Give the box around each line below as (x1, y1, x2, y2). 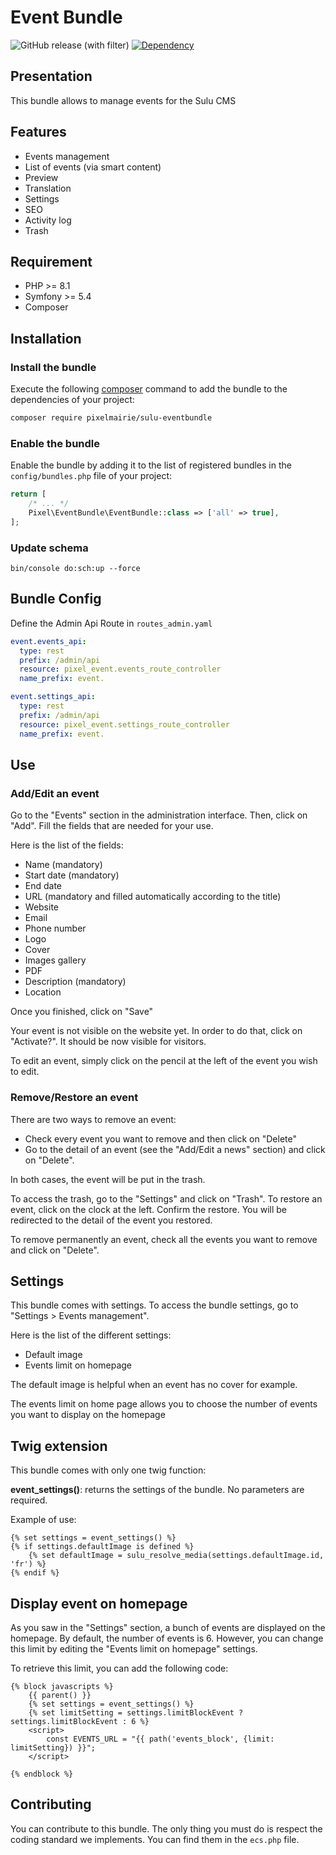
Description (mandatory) (24, 976, 127, 988)
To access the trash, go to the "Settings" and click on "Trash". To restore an (10, 1192, 323, 1205)
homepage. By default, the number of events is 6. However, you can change (10, 1632, 324, 1645)
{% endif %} (10, 1568, 60, 1578)
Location (24, 986, 62, 998)
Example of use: (10, 1514, 77, 1526)
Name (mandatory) (24, 859, 103, 871)
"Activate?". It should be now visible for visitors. (10, 1036, 207, 1048)
